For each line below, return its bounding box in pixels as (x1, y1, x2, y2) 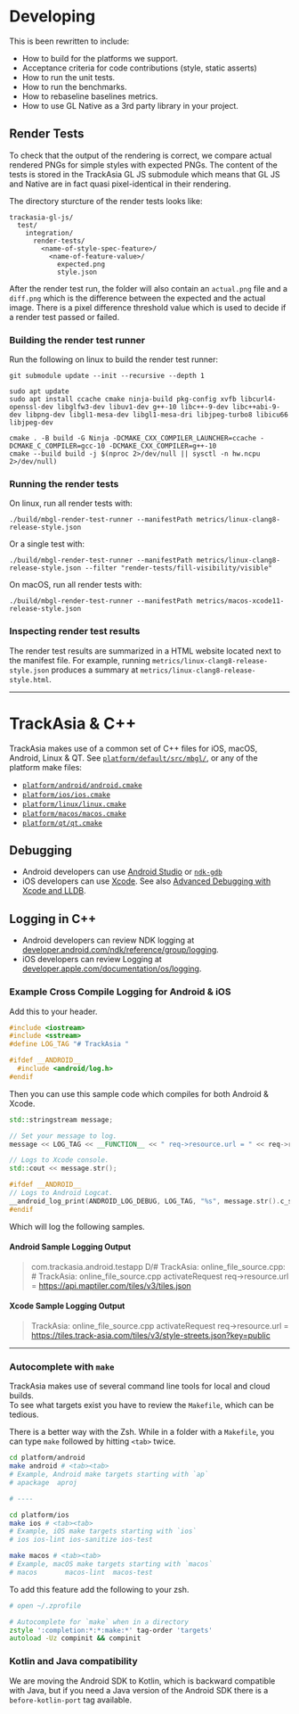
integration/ (25, 228, 74, 237)
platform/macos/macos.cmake (21, 809, 126, 818)
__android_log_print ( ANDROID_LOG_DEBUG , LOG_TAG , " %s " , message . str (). (9, 1197, 280, 1206)
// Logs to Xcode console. (9, 1156, 109, 1165)
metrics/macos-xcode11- (196, 597, 285, 606)
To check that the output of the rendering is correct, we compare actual (9, 150, 272, 161)
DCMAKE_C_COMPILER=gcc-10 (9, 441, 105, 451)
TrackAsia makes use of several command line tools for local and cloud (9, 1380, 271, 1392)
